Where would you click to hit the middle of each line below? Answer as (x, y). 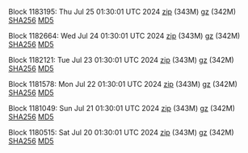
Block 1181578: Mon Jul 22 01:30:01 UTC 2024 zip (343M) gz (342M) (123, 84)
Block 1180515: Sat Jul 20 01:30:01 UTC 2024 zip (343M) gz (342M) (121, 132)
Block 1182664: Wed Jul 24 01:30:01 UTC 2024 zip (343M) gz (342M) (124, 36)
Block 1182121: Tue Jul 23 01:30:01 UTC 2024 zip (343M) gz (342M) (121, 60)
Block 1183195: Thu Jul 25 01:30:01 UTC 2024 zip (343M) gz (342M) (122, 12)
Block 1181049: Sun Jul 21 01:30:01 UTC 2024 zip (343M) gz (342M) (122, 108)
